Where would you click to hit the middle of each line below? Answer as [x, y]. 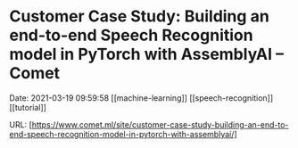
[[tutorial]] [28, 107]
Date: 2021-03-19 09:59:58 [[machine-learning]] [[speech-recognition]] [141, 98]
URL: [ [21, 124]
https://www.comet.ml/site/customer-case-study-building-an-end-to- [160, 124]
